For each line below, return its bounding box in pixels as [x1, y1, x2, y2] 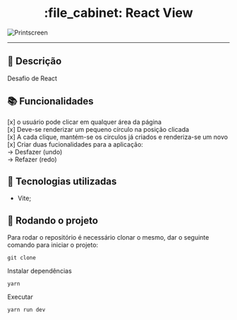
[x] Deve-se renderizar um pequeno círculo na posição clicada [7, 125, 189, 133]
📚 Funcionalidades [7, 95, 94, 107]
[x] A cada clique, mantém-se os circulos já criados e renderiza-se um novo [7, 133, 228, 141]
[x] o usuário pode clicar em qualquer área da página [7, 118, 162, 126]
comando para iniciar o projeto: [7, 241, 99, 250]
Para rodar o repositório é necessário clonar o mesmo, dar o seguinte [7, 233, 209, 242]
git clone [7, 254, 37, 261]
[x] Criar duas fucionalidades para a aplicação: [7, 140, 143, 149]
